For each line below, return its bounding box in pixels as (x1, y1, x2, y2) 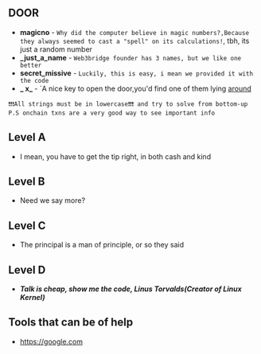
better (19, 61, 42, 69)
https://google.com (19, 336, 84, 346)
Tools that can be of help (8, 316, 134, 329)
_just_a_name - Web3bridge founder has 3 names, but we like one (19, 53, 241, 62)
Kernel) (19, 293, 45, 302)
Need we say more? (19, 196, 86, 205)
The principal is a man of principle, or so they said (19, 240, 185, 250)
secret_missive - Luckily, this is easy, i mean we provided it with (19, 68, 253, 78)
